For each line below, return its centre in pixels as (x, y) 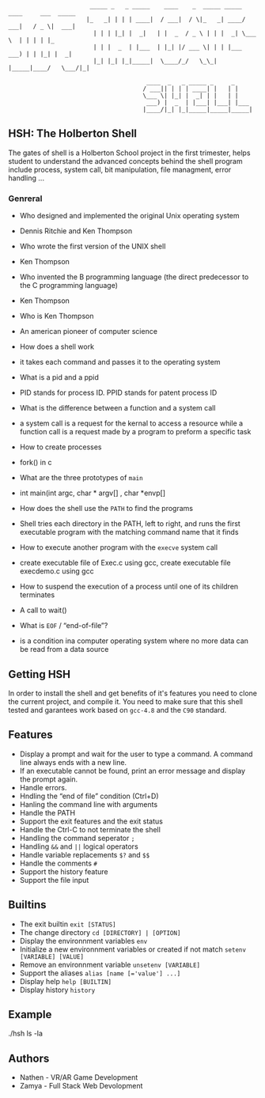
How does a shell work (57, 346)
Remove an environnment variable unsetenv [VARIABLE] (110, 964)
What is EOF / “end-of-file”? (64, 626)
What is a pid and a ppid (59, 377)
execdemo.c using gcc (57, 571)
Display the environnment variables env (83, 941)
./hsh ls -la (26, 1034)
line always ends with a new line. (73, 762)
